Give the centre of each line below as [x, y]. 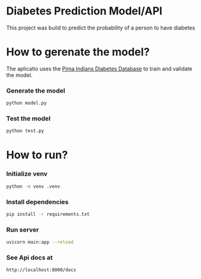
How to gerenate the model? [78, 52]
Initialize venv [27, 174]
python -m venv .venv [33, 186]
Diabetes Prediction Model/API [84, 11]
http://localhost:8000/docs [41, 270]
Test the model [28, 118]
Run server [22, 230]
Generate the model [36, 90]
